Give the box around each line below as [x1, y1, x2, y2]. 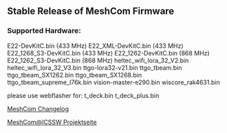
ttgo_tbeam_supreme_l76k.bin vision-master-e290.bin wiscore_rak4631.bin [7, 78, 220, 86]
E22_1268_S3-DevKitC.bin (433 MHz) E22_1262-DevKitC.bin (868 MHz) [7, 49, 210, 57]
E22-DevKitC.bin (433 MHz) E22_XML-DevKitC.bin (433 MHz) [7, 41, 184, 50]
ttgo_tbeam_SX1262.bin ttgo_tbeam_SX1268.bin [7, 71, 142, 79]
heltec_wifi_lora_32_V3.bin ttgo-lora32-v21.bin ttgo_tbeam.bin [7, 63, 182, 71]
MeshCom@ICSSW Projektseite [7, 118, 98, 126]
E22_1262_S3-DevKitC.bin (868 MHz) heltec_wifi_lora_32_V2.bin [7, 56, 189, 64]
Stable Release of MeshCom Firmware [7, 5, 175, 17]
